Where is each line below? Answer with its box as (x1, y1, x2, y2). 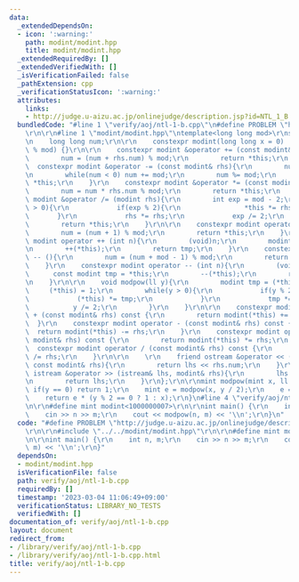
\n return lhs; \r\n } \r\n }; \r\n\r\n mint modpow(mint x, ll (25, 377, 289, 386)
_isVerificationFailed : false (17, 71, 129, 80)
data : (9, 12, 29, 22)
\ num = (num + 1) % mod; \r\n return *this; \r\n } (25, 228, 285, 237)
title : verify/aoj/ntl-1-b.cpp (9, 559, 125, 568)
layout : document (9, 526, 74, 535)
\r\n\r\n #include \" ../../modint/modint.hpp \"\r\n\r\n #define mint (25, 426, 280, 436)
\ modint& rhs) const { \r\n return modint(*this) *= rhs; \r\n (25, 335, 289, 344)
